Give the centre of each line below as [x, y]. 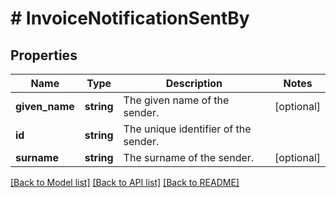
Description [194, 83]
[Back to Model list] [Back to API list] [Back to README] [125, 182]
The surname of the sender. [189, 157]
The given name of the [176, 100]
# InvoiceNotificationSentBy [130, 18]
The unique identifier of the [187, 129]
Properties [44, 55]
